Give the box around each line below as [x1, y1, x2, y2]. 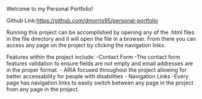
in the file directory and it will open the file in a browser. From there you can [6, 35, 197, 42]
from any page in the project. [6, 86, 79, 93]
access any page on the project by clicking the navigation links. [6, 42, 166, 49]
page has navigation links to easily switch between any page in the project [6, 79, 193, 86]
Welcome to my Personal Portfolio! [6, 5, 93, 12]
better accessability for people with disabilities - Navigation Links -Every [6, 73, 189, 80]
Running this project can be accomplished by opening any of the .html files [6, 29, 195, 36]
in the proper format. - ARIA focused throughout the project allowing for [6, 66, 187, 73]
